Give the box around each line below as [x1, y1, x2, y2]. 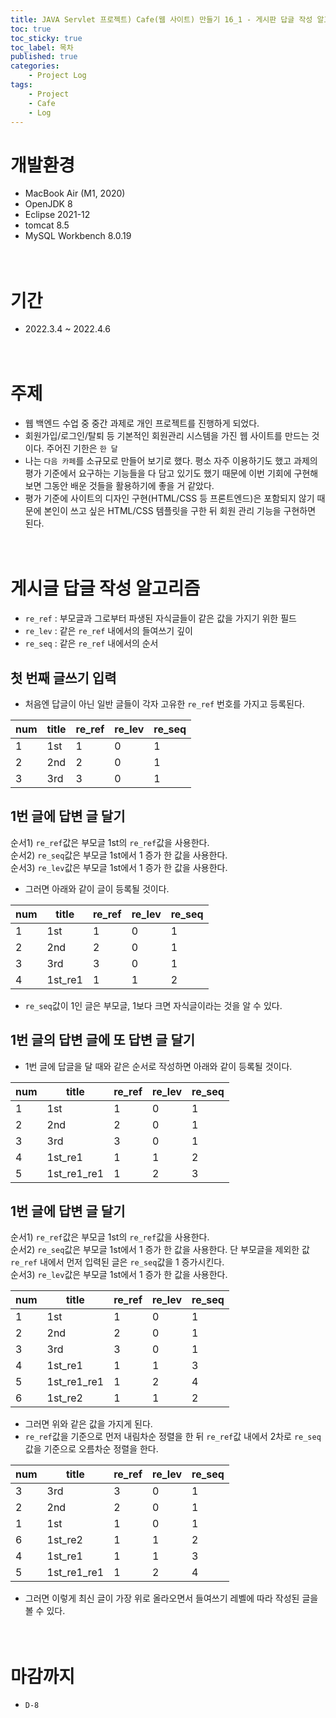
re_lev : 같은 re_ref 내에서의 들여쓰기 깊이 [24, 625, 193, 637]
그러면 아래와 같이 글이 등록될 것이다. [24, 882, 170, 895]
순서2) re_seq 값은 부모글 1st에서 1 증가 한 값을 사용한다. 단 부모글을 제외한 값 [10, 1244, 310, 1256]
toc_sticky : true [10, 33, 83, 43]
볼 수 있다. [24, 1605, 66, 1617]
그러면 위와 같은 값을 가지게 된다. [24, 1418, 153, 1430]
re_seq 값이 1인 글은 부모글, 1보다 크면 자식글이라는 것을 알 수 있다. [24, 999, 283, 1011]
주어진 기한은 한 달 [46, 442, 118, 455]
